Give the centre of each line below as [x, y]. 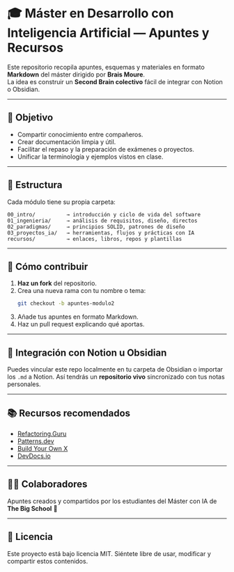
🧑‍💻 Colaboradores [47, 484]
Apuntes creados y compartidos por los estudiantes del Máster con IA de [112, 501]
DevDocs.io [34, 456]
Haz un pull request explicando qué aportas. [81, 324]
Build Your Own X [42, 448]
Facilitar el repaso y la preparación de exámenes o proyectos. [106, 149]
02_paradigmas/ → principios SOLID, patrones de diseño [96, 227]
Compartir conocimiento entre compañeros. [80, 134]
